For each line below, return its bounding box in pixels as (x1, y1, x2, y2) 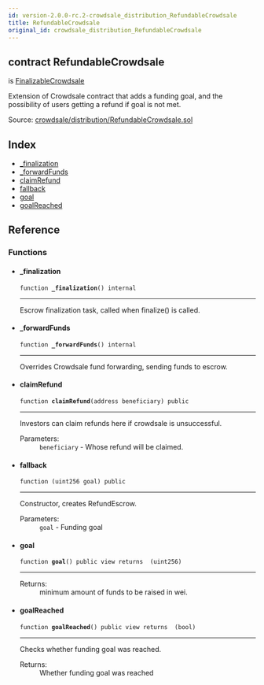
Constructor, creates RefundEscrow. (19, 499, 137, 509)
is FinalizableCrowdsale (8, 76, 85, 86)
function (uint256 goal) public (19, 478, 126, 486)
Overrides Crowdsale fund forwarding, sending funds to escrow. (19, 361, 228, 371)
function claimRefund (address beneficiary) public (19, 397, 189, 405)
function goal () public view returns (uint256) (19, 558, 182, 566)
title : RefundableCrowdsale (8, 19, 101, 27)
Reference (8, 224, 60, 237)
